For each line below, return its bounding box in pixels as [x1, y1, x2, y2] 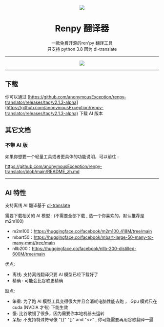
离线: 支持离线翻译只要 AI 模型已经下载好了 [12, 271, 99, 277]
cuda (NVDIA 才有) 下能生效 [12, 305, 68, 310]
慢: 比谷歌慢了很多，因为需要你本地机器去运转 [12, 310, 105, 316]
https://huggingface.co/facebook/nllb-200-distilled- [31, 246, 137, 251]
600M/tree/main [12, 251, 45, 257]
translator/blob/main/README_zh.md [5, 169, 80, 174]
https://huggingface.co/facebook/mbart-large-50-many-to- [33, 234, 154, 240]
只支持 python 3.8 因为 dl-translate [47, 46, 117, 52]
